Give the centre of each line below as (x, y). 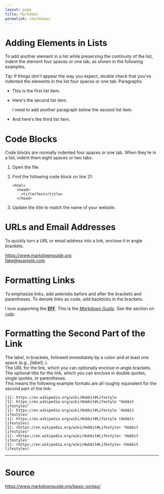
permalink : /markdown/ (28, 19)
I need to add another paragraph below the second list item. (72, 110)
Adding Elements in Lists (56, 43)
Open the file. (26, 167)
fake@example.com (25, 261)
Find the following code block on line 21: (52, 177)
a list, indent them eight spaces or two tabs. (49, 158)
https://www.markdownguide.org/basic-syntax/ (53, 486)
